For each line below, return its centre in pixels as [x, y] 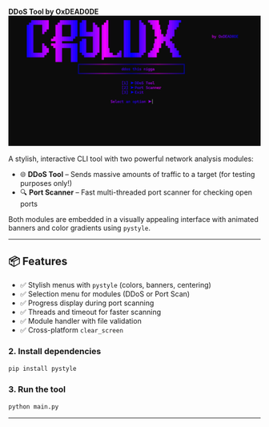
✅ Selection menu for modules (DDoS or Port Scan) [105, 294]
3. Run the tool [37, 389]
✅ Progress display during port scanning [87, 303]
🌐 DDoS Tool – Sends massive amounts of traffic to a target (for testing [137, 174]
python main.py [34, 407]
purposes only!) [46, 183]
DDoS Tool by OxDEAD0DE [54, 12]
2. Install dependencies [55, 351]
